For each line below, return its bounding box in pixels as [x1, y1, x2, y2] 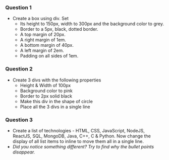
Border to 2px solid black [20, 93, 72, 99]
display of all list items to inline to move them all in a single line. [12, 138, 144, 144]
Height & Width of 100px [20, 82, 71, 88]
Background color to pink [20, 88, 73, 94]
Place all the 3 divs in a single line [20, 104, 90, 110]
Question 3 [5, 116, 33, 123]
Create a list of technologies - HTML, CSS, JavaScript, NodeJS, [12, 127, 145, 133]
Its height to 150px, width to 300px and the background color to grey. [20, 21, 164, 27]
